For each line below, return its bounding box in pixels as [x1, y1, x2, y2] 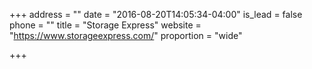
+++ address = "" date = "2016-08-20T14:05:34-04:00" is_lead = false [9, 9, 303, 20]
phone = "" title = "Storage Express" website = [9, 19, 202, 31]
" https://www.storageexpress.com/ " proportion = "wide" [9, 30, 243, 41]
